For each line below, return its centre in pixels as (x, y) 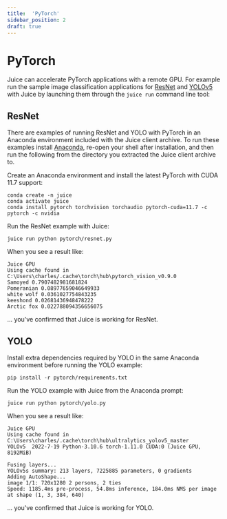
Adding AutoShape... (37, 477)
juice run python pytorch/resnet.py (60, 239)
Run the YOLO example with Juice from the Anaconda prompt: (95, 390)
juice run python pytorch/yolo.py (57, 403)
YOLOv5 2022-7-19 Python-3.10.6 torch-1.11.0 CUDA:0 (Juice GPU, (104, 447)
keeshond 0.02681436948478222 (51, 301)
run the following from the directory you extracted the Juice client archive (112, 155)
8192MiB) (20, 453)
